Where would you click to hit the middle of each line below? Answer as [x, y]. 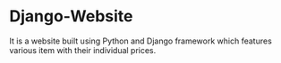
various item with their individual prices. [83, 50]
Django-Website [71, 16]
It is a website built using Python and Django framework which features [141, 41]
